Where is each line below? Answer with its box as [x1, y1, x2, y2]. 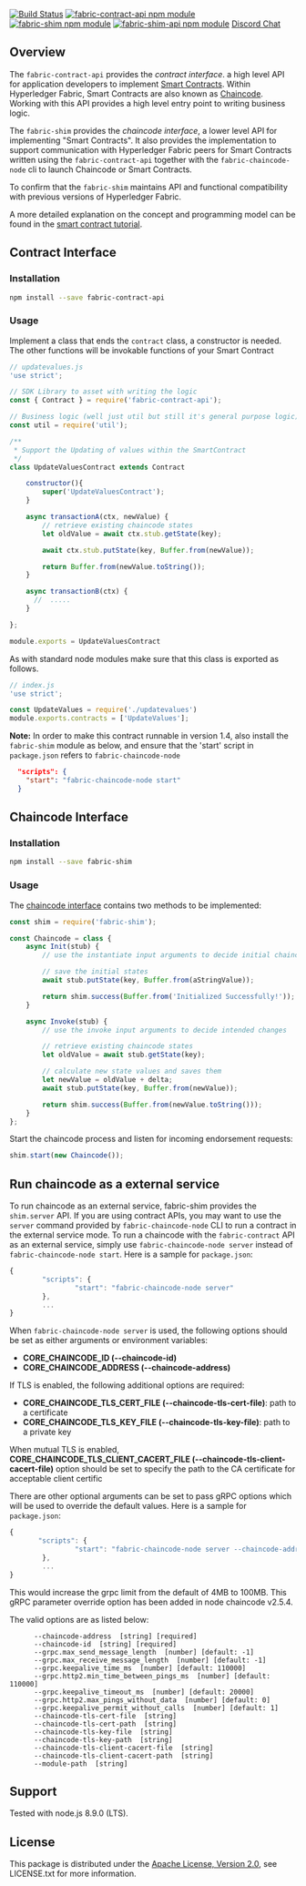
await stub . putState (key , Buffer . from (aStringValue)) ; [42, 975, 255, 985]
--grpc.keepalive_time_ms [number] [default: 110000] [33, 1663, 247, 1673]
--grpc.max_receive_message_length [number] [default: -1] [33, 1656, 267, 1665]
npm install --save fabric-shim [9, 857, 132, 867]
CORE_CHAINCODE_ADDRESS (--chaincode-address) [22, 1362, 231, 1373]
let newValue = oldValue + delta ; [42, 1076, 173, 1085]
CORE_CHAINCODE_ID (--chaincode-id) [22, 1352, 178, 1363]
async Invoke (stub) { [25, 1016, 107, 1026]
